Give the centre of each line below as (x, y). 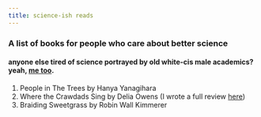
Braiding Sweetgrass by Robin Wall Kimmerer (93, 104)
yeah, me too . (31, 70)
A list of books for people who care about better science (118, 43)
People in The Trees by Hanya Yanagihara (88, 88)
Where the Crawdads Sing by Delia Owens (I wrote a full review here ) (132, 96)
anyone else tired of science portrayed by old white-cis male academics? (131, 62)
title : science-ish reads (51, 15)
